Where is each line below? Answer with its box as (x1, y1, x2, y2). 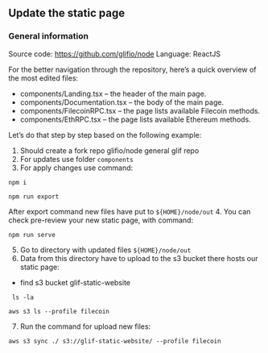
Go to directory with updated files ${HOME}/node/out (19, 245, 192, 255)
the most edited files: (8, 73, 79, 83)
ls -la (11, 293, 35, 301)
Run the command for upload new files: (19, 322, 151, 331)
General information (8, 31, 89, 42)
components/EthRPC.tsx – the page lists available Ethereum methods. (19, 114, 251, 124)
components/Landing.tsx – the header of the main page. (19, 89, 207, 98)
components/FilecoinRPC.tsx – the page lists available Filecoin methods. (19, 106, 260, 115)
